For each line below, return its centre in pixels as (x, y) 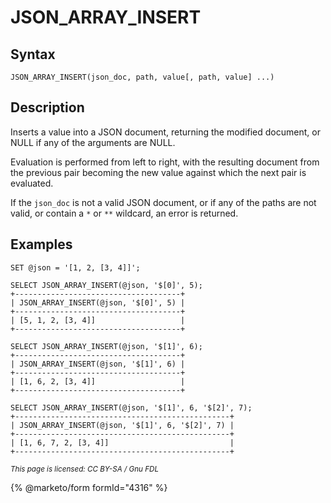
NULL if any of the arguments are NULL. (93, 142)
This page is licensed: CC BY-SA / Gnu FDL (85, 469)
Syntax (33, 54)
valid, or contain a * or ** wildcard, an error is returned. (124, 213)
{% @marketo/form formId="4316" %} (89, 487)
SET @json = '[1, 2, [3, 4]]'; (75, 267)
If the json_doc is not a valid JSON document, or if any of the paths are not (163, 202)
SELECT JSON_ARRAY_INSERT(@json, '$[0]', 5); (106, 285)
